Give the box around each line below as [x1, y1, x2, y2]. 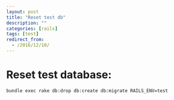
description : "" [6, 20, 47, 26]
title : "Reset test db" [6, 14, 66, 20]
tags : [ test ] [6, 31, 39, 37]
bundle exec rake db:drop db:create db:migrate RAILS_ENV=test [6, 87, 169, 93]
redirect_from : [6, 37, 45, 43]
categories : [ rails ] [6, 25, 58, 32]
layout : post [6, 8, 39, 15]
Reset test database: [6, 68, 112, 81]
